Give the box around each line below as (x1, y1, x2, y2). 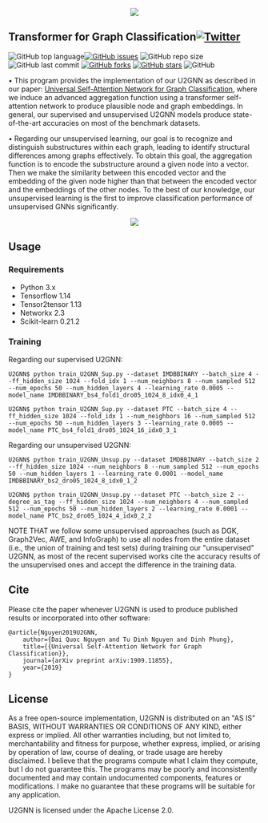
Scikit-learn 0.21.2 (19, 317, 80, 326)
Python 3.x (19, 282, 56, 292)
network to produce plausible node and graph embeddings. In (38, 101, 243, 111)
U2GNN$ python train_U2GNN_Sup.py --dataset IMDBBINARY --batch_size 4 (8, 369, 252, 378)
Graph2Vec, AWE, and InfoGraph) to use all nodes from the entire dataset (8, 534, 250, 544)
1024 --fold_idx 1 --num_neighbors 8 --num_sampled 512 (65, 377, 256, 385)
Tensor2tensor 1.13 (19, 299, 82, 309)
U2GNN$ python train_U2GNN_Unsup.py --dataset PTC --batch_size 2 (8, 490, 234, 498)
